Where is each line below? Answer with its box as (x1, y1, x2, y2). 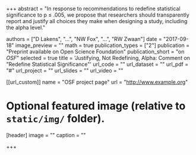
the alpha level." (6, 24, 46, 31)
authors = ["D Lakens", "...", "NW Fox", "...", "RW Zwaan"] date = (6, 36, 162, 42)
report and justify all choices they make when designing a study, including (6, 18, 188, 24)
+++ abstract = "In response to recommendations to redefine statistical (6, 5, 181, 12)
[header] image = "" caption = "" (6, 131, 86, 138)
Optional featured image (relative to (6, 99, 186, 113)
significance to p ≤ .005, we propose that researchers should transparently (6, 11, 190, 18)
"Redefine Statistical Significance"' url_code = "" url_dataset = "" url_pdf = (6, 61, 189, 68)
